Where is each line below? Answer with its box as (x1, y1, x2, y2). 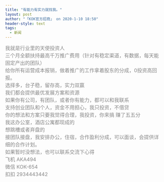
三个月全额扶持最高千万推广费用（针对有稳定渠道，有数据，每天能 (5, 52, 160, 59)
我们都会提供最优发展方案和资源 (5, 90, 80, 96)
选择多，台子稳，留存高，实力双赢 (5, 82, 85, 89)
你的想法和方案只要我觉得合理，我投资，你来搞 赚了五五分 (5, 112, 141, 118)
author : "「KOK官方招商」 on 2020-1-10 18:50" (5, 16, 99, 21)
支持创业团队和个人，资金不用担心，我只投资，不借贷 (5, 104, 130, 111)
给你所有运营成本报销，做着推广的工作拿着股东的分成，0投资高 (5, 67, 153, 74)
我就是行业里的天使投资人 (5, 45, 65, 51)
